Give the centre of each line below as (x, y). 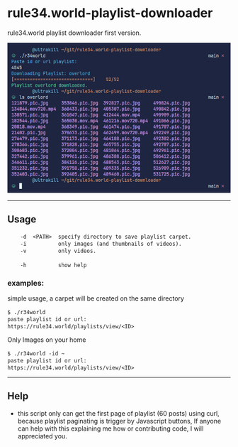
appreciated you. (42, 436)
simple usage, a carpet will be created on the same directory (96, 298)
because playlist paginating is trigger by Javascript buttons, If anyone (119, 421)
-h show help (53, 265)
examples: (26, 283)
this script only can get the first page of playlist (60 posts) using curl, (118, 413)
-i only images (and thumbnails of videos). (101, 244)
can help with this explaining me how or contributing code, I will (110, 429)
